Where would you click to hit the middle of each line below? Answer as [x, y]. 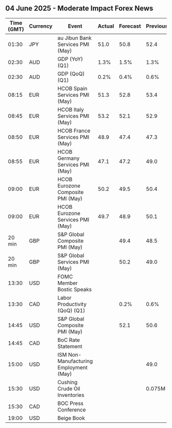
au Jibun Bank [74, 38]
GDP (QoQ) [71, 74]
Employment [72, 367]
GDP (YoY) [70, 59]
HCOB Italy [71, 110]
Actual [106, 26]
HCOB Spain [72, 88]
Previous [157, 26]
